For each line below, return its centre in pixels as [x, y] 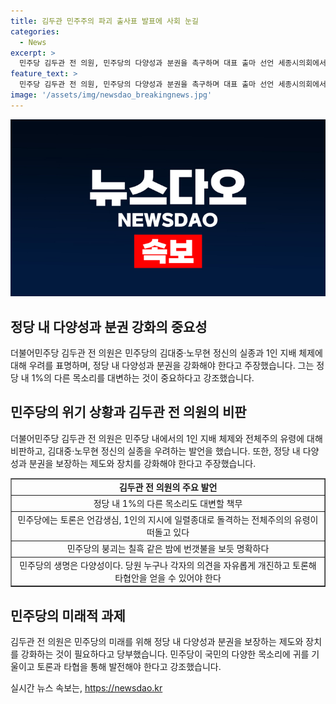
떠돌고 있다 [168, 532]
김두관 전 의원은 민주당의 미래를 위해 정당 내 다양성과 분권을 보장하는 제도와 [157, 641]
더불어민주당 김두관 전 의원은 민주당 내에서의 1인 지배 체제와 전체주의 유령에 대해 [166, 438]
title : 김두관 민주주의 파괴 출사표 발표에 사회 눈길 [104, 21]
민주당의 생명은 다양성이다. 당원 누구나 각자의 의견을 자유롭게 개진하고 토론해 [168, 565]
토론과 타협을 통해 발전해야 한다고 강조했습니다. [129, 666]
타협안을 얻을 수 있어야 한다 [168, 577]
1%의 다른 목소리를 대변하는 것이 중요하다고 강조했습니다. [143, 378]
